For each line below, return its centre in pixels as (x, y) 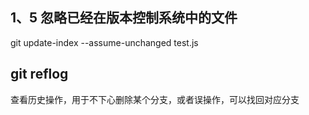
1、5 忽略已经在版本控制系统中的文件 (124, 18)
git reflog (39, 74)
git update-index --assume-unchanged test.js (104, 42)
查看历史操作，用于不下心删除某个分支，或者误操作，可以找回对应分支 (155, 99)
